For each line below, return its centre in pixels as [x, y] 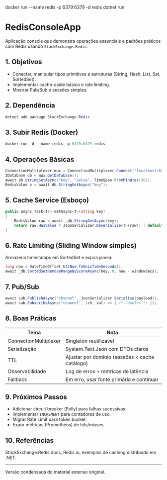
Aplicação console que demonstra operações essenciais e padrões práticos [83, 41]
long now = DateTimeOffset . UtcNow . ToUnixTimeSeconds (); [64, 267]
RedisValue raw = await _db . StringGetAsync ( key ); [67, 221]
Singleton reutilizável [90, 341]
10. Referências [30, 440]
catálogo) [77, 363]
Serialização [22, 349]
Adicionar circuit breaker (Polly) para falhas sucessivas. [69, 409]
